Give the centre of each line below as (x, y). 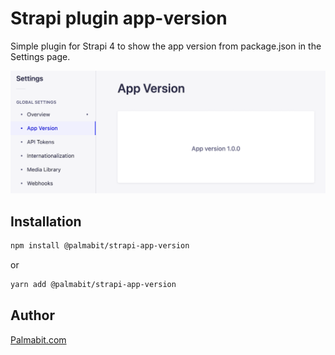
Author (32, 315)
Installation (46, 221)
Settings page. (40, 56)
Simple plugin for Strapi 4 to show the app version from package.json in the (166, 46)
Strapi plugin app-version (119, 18)
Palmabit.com (38, 339)
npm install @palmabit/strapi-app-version (100, 246)
